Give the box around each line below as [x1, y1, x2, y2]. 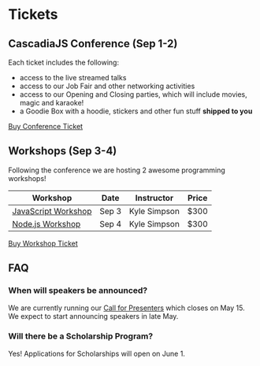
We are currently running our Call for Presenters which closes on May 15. [8, 303, 246, 312]
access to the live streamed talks [19, 73, 127, 82]
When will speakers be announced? [8, 285, 148, 296]
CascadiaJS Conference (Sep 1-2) [8, 37, 178, 50]
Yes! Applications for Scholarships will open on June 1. [8, 349, 185, 358]
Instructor [135, 192, 174, 203]
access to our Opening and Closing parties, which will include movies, [19, 90, 248, 99]
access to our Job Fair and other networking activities [19, 81, 195, 91]
